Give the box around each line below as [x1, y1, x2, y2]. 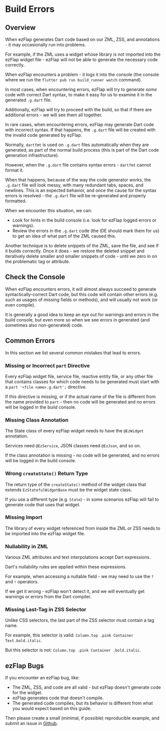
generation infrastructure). [5, 153, 59, 158]
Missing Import [5, 514, 43, 521]
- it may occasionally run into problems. [5, 42, 86, 48]
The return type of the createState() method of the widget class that [5, 481, 146, 487]
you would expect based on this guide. [12, 706, 92, 712]
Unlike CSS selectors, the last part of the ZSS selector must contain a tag [5, 617, 155, 623]
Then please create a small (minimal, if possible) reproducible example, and [5, 715, 160, 721]
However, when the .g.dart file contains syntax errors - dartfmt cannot [5, 162, 151, 167]
